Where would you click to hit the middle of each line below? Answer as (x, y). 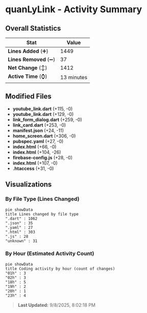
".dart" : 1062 (21, 219)
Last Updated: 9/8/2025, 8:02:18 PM (57, 305)
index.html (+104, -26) (37, 152)
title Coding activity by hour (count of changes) (60, 269)
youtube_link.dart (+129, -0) (43, 114)
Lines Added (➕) (28, 51)
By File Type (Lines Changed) (42, 199)
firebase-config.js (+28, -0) (43, 157)
